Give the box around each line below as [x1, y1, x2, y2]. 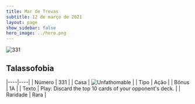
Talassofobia [6, 63, 54, 73]
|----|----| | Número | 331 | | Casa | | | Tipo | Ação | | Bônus [6, 78, 190, 85]
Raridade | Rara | [6, 91, 47, 98]
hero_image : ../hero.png [6, 30, 67, 36]
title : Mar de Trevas [6, 8, 59, 15]
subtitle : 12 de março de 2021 [6, 14, 82, 20]
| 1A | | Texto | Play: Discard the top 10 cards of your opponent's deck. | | [6, 85, 181, 92]
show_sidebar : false [6, 25, 57, 31]
